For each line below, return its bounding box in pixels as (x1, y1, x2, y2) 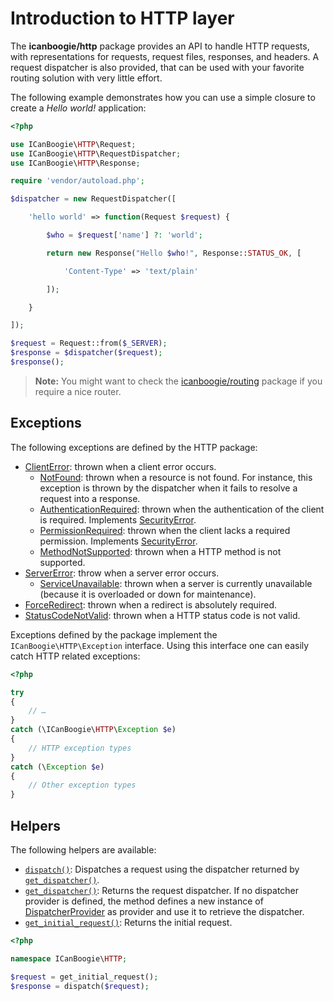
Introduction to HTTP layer (10, 7, 235, 30)
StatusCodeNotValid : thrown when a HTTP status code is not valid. (24, 609, 301, 621)
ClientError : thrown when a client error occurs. (24, 460, 217, 472)
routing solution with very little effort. (10, 72, 163, 84)
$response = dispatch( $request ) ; (10, 981, 150, 991)
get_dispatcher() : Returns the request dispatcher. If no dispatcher (24, 884, 300, 896)
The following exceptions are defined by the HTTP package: (10, 441, 258, 453)
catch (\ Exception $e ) (10, 762, 105, 772)
